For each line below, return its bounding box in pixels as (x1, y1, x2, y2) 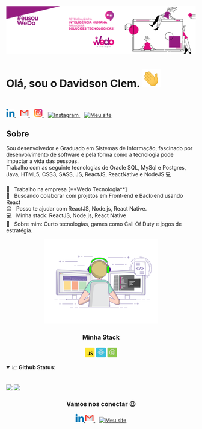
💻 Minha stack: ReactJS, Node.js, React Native (6, 212, 126, 219)
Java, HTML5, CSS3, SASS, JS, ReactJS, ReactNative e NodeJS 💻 (6, 171, 171, 178)
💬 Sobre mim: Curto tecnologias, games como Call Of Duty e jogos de (6, 220, 182, 228)
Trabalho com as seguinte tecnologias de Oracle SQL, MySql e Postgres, (6, 164, 186, 171)
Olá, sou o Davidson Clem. (6, 77, 140, 90)
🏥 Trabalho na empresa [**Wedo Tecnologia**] (6, 186, 127, 193)
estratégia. (6, 227, 33, 234)
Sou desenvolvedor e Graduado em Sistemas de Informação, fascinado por (6, 145, 193, 152)
